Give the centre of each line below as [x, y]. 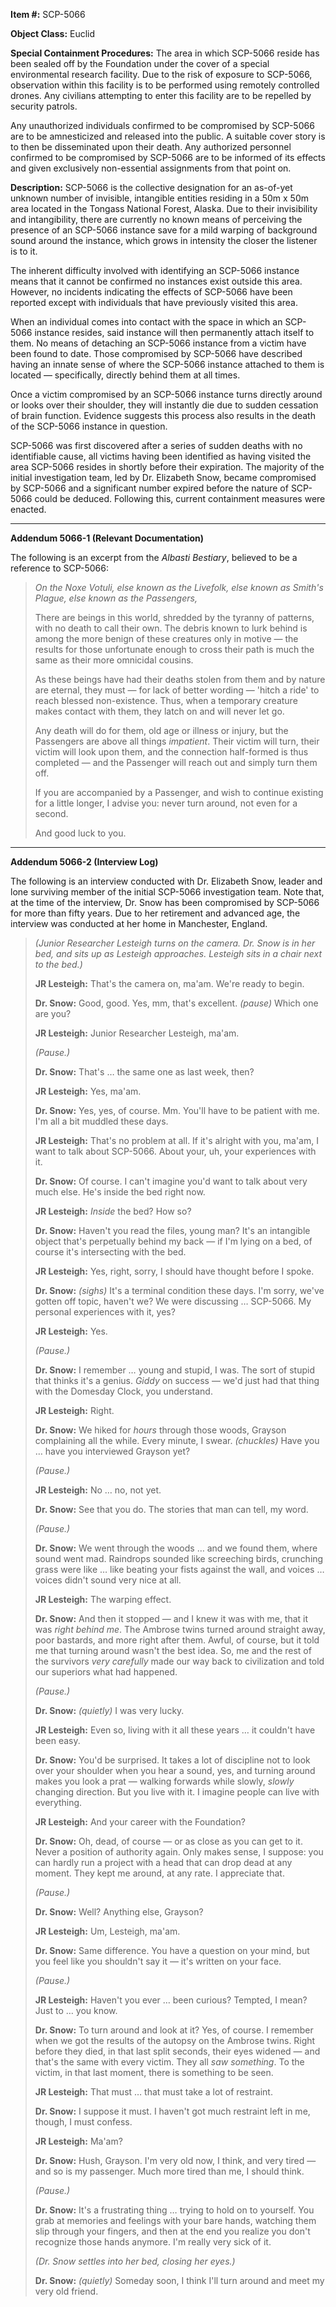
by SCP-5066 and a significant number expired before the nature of [149, 488]
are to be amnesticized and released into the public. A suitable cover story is [168, 136]
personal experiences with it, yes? [105, 1312]
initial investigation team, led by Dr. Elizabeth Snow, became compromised [163, 477]
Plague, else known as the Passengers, [116, 598]
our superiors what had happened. [106, 1672]
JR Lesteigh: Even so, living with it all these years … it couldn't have [175, 1730]
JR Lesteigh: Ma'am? [78, 2141]
